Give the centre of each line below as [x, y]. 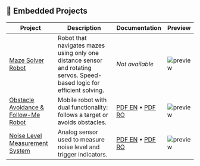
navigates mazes [81, 45]
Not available [135, 64]
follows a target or [83, 115]
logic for [88, 82]
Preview [179, 27]
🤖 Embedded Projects [47, 11]
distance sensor [80, 60]
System [20, 150]
